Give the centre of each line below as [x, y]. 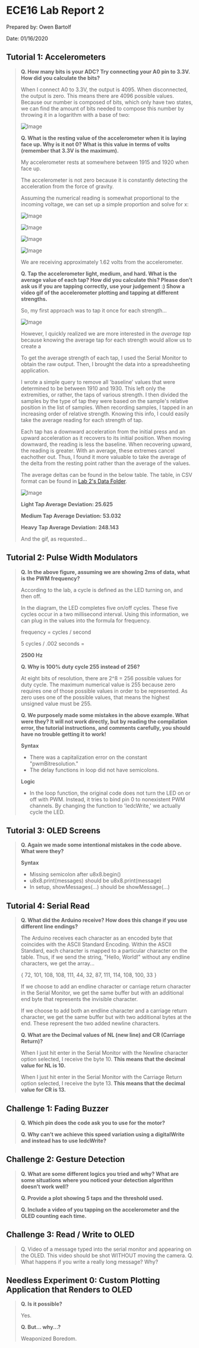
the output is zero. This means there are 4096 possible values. [97, 95]
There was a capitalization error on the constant [88, 757]
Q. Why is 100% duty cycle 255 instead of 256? [80, 667]
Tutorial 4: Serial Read [48, 906]
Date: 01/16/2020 [27, 38]
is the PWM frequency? [50, 578]
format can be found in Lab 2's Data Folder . [74, 481]
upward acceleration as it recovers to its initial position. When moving [106, 438]
